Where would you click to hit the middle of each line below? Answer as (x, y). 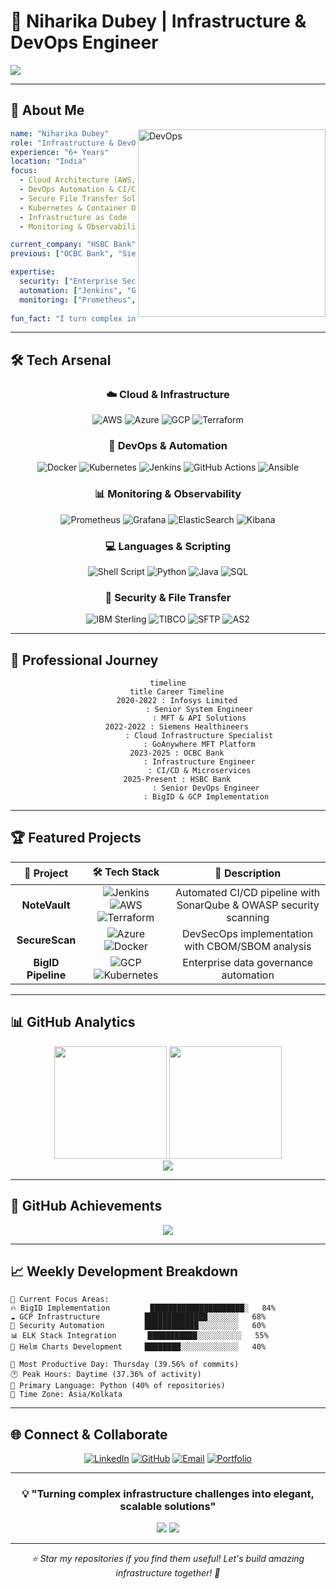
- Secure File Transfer (68, 198)
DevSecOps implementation (248, 933)
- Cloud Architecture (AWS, (78, 180)
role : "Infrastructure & (62, 143)
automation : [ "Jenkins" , (71, 290)
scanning (248, 917)
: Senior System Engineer (199, 710)
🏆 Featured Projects (76, 838)
